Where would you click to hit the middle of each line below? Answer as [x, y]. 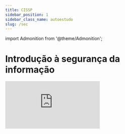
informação [30, 70]
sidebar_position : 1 [27, 15]
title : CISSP [19, 10]
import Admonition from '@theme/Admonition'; [54, 39]
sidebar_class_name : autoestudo [39, 19]
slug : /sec [17, 24]
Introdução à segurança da [62, 59]
